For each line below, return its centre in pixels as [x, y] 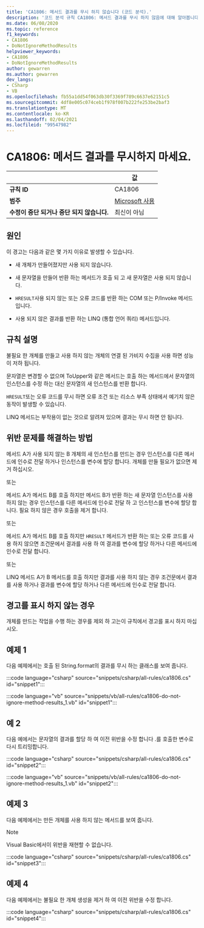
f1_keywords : [23, 35]
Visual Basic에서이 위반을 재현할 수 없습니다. [59, 844]
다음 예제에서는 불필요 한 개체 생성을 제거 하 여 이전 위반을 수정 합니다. [90, 899]
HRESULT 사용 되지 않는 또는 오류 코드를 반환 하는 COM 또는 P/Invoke [96, 298]
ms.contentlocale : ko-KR [38, 114]
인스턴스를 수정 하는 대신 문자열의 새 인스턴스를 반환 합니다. [77, 383]
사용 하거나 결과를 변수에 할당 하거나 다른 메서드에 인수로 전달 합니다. [94, 584]
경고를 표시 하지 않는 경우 [51, 605]
